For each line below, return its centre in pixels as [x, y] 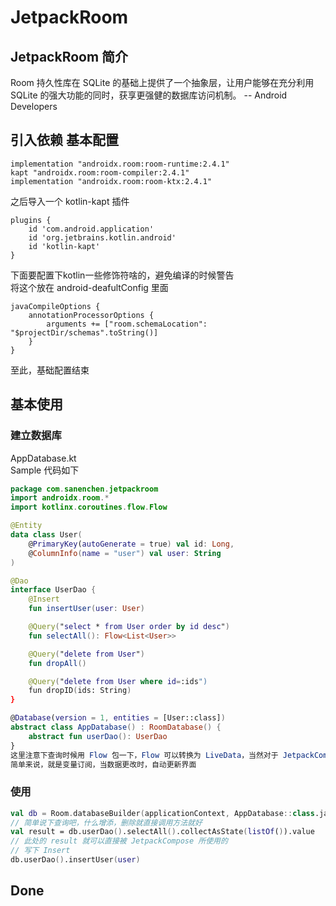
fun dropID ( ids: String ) [80, 691]
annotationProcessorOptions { [91, 315]
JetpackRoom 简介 [69, 56]
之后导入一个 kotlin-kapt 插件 [70, 201]
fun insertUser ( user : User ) [86, 609]
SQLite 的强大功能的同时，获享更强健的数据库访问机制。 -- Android [149, 95]
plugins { [31, 220]
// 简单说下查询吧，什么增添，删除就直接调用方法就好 [106, 822]
